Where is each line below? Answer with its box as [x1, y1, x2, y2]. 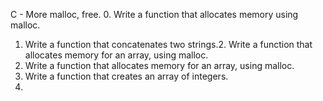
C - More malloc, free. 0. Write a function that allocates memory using [10, 9, 299, 20]
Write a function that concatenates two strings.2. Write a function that [24, 39, 313, 50]
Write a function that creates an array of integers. [24, 70, 229, 82]
